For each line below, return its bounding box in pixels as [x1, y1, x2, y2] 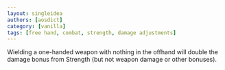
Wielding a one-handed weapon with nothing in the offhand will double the [7, 48, 218, 56]
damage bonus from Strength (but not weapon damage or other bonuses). [7, 56, 217, 64]
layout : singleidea [7, 10, 63, 17]
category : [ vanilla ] [7, 23, 67, 30]
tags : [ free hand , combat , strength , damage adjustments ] [7, 29, 176, 36]
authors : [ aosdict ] [7, 16, 63, 23]
